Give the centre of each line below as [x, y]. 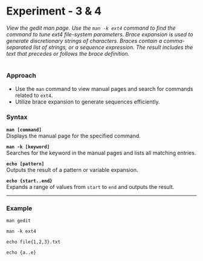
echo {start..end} [29, 181]
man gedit [19, 221]
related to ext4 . [34, 95]
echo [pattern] [25, 164]
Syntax [17, 117]
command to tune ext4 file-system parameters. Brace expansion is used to [100, 34]
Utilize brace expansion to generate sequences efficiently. [87, 102]
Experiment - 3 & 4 [54, 11]
